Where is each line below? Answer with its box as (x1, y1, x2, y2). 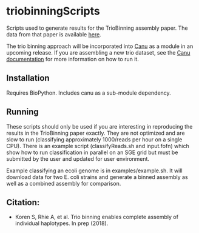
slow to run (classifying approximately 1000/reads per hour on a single (6, 135, 183, 143)
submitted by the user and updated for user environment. (6, 155, 150, 162)
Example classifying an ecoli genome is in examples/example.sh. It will (6, 167, 183, 174)
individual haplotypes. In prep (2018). (15, 220, 109, 227)
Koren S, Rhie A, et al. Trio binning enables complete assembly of (15, 214, 179, 221)
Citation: (6, 197, 40, 208)
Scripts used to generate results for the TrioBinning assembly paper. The (6, 24, 188, 32)
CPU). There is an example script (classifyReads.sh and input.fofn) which (6, 142, 189, 149)
